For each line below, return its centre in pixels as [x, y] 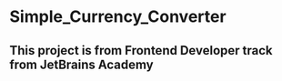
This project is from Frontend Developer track [141, 51]
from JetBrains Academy [81, 64]
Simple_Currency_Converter [118, 17]
